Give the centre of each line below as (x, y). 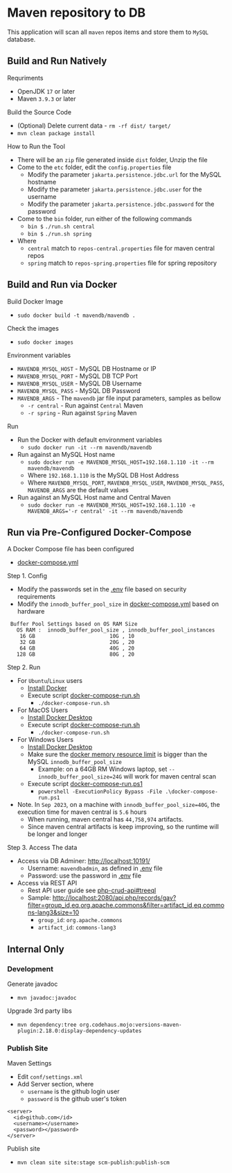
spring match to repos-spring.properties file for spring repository (122, 263)
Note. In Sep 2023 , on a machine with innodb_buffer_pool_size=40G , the (118, 805)
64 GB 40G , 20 (77, 649)
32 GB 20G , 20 (77, 643)
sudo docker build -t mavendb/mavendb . (76, 315)
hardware (31, 611)
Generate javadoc (33, 984)
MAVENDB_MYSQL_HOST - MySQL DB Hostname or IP (87, 368)
